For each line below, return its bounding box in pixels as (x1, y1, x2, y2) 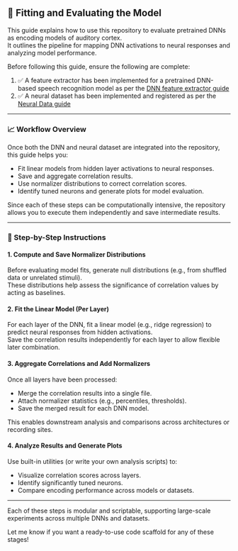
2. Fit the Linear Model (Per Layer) (7, 304, 110, 313)
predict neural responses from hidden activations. (7, 328, 153, 337)
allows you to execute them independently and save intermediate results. (7, 208, 221, 217)
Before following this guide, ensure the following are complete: (7, 62, 191, 71)
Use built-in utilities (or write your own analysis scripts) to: (7, 457, 178, 465)
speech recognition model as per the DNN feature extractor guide (38, 84, 229, 92)
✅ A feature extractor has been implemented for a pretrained (17, 76, 195, 84)
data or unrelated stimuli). (7, 274, 83, 282)
